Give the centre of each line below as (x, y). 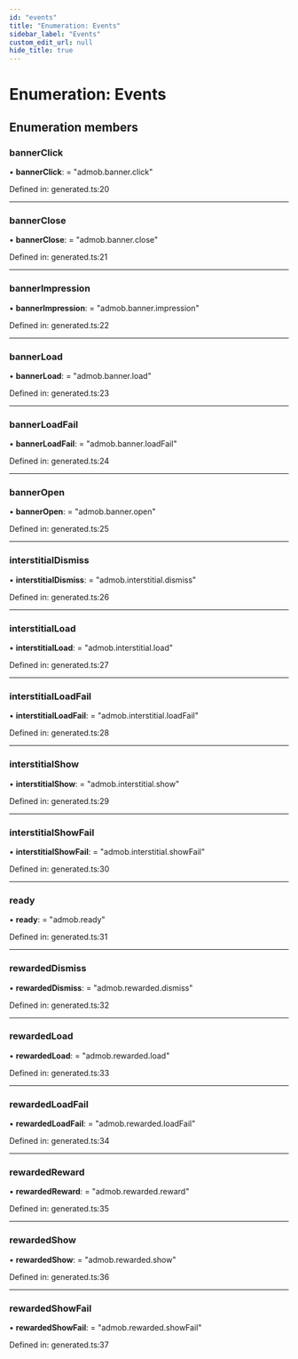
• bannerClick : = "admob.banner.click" (81, 172)
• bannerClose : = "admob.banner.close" (84, 240)
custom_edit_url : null (51, 42)
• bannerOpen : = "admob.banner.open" (83, 511)
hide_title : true (41, 51)
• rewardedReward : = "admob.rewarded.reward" (99, 1192)
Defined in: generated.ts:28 (59, 733)
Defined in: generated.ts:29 (59, 800)
